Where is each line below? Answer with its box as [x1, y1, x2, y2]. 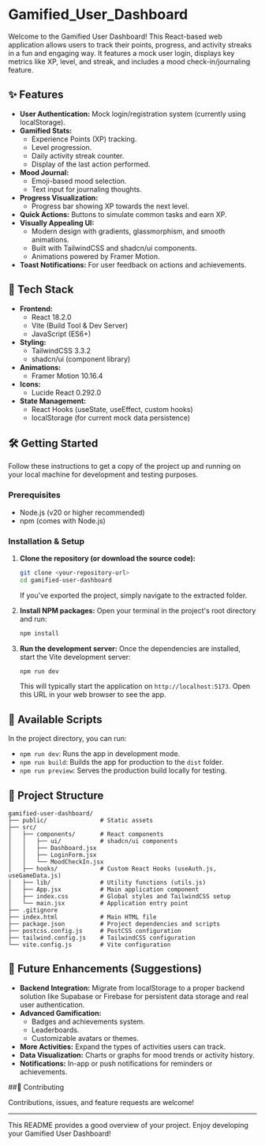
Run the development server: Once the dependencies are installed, [19, 643, 241, 653]
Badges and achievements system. [31, 1017, 146, 1026]
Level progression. [31, 142, 92, 152]
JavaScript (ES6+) [31, 329, 91, 339]
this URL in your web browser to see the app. [19, 690, 166, 699]
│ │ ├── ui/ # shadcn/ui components [8, 837, 178, 845]
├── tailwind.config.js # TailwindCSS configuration [8, 934, 196, 942]
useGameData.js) [8, 872, 62, 880]
